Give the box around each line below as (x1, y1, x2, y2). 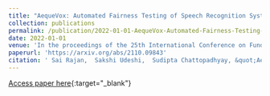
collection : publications (8, 19, 95, 27)
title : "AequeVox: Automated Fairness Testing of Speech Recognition (8, 11, 247, 20)
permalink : (8, 26, 45, 34)
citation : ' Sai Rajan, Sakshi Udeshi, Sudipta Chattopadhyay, (8, 57, 231, 65)
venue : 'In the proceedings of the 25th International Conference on (8, 42, 247, 50)
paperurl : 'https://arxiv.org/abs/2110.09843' (8, 49, 167, 57)
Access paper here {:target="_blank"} (8, 78, 132, 88)
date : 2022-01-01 (8, 34, 67, 42)
